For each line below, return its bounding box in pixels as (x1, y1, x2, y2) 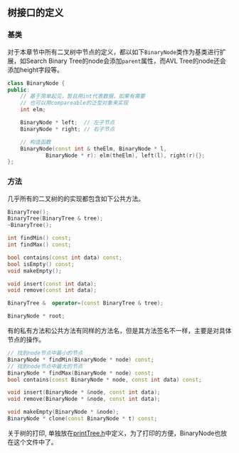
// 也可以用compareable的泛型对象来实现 (20, 99, 129, 107)
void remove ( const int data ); (7, 287, 97, 294)
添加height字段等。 (7, 65, 64, 73)
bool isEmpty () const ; (7, 260, 75, 268)
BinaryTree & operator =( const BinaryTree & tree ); (7, 300, 164, 307)
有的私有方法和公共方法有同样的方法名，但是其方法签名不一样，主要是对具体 (7, 327, 232, 335)
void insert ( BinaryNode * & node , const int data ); (7, 389, 161, 396)
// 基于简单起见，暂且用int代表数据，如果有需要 (20, 93, 146, 100)
